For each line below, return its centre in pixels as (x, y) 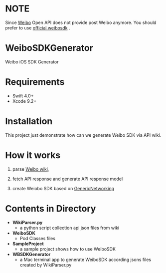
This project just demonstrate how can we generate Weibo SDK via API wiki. (83, 135)
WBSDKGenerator (31, 254)
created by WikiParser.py (46, 265)
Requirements (35, 82)
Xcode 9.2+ (24, 101)
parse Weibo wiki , (31, 169)
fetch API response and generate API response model (68, 179)
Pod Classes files (38, 238)
